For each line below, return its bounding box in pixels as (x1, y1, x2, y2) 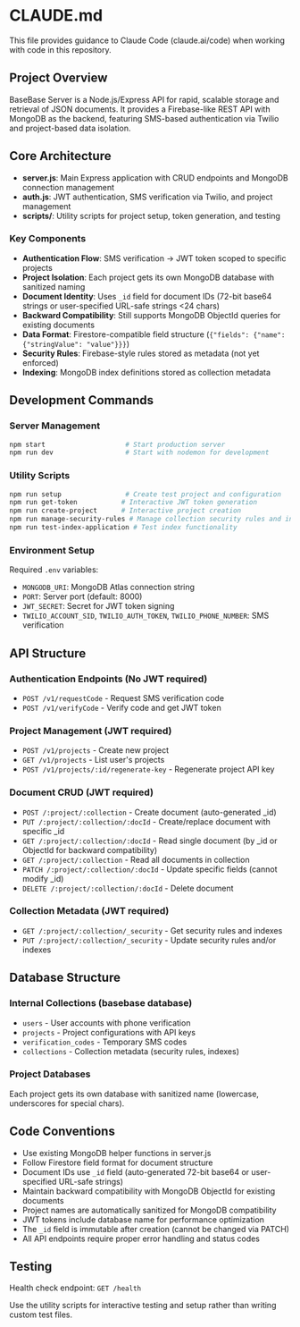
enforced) (21, 357, 60, 368)
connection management (21, 182, 114, 192)
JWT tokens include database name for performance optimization (21, 1213, 265, 1225)
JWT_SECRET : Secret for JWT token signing (21, 601, 175, 612)
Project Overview (9, 71, 108, 86)
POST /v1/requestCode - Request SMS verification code (21, 692, 225, 703)
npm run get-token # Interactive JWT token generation (9, 498, 257, 507)
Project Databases (9, 1068, 91, 1080)
